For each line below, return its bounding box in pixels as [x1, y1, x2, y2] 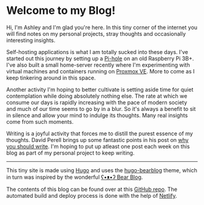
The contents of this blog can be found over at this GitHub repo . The [6, 186, 178, 193]
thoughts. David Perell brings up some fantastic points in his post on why [6, 136, 189, 143]
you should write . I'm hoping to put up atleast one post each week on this [6, 143, 190, 150]
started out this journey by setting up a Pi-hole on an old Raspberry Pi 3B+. [6, 55, 194, 62]
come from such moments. [6, 118, 74, 125]
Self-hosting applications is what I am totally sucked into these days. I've [6, 48, 188, 55]
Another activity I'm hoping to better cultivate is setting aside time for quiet [6, 86, 194, 93]
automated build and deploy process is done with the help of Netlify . [6, 192, 177, 199]
